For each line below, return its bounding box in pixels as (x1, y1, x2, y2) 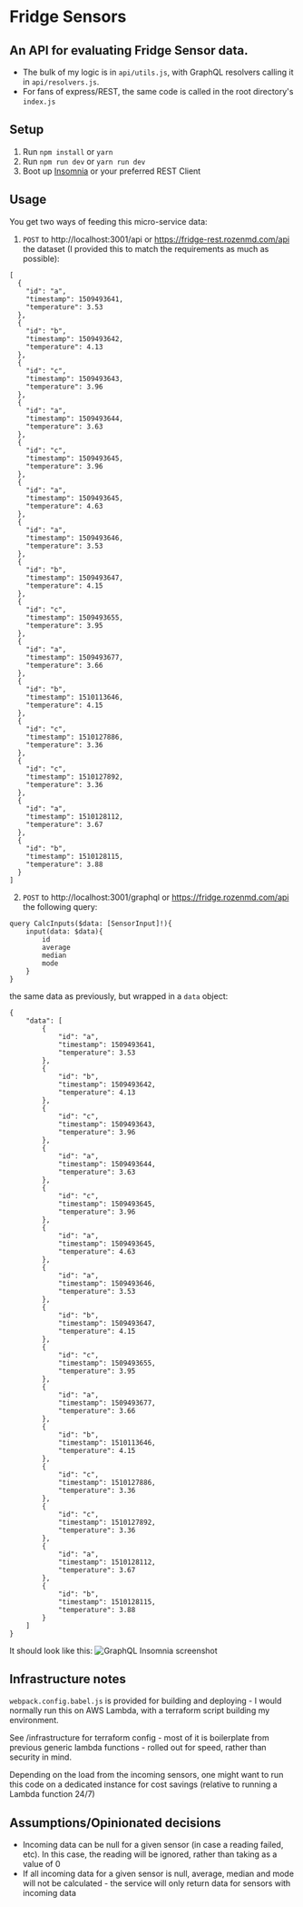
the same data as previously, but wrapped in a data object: (9, 990, 229, 1002)
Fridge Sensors (9, 6, 127, 27)
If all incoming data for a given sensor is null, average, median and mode (22, 1868, 295, 1880)
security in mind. (9, 1751, 73, 1762)
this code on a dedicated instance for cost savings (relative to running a (9, 1779, 279, 1790)
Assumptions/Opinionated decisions (9, 1815, 221, 1831)
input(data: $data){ (25, 926, 103, 936)
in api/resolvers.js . (22, 76, 100, 87)
